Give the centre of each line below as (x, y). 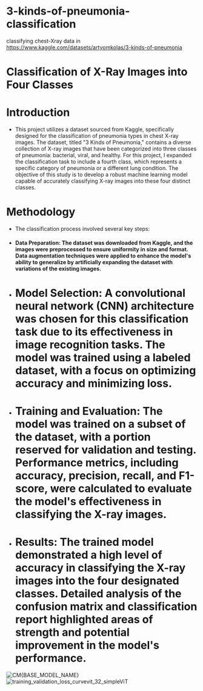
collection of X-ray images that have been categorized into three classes (106, 149)
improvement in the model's (87, 645)
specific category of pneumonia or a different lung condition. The (97, 168)
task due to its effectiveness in (94, 332)
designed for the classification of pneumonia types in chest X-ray (97, 136)
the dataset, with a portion (83, 437)
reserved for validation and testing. (106, 450)
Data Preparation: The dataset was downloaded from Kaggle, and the (104, 243)
